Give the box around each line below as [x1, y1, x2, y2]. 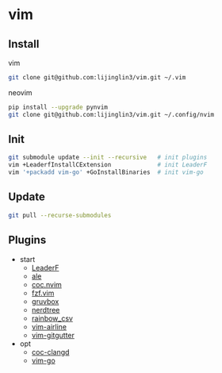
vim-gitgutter [31, 330, 75, 340]
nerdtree [31, 305, 60, 314]
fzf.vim [31, 288, 55, 298]
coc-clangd [31, 347, 70, 356]
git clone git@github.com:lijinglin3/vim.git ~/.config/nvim [8, 110, 215, 118]
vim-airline [31, 321, 67, 331]
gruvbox [31, 296, 59, 306]
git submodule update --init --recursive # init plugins [8, 153, 208, 162]
